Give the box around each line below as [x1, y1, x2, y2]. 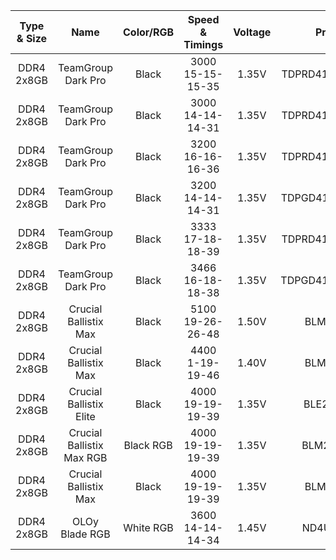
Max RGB [63, 451, 108, 464]
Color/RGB [123, 25, 175, 39]
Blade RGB [60, 527, 111, 541]
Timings [183, 38, 224, 51]
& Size [16, 32, 48, 45]
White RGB [123, 521, 174, 534]
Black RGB [123, 439, 173, 452]
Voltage [233, 25, 272, 39]
